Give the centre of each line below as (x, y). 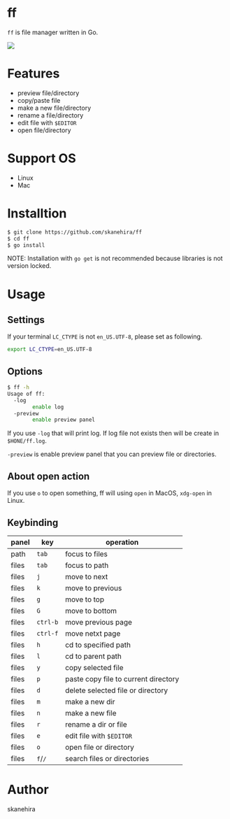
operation (122, 542)
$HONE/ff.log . (27, 441)
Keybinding (33, 522)
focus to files (87, 554)
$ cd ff (19, 238)
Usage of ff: (26, 394)
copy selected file (94, 667)
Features (34, 74)
